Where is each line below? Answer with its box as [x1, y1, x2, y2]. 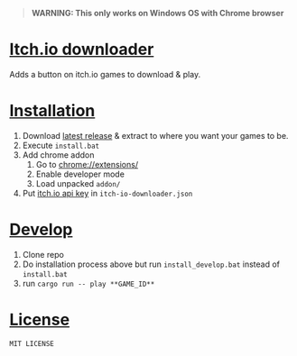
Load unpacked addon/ [35, 178, 121, 188]
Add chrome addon [22, 149, 95, 160]
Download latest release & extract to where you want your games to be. [22, 130, 289, 141]
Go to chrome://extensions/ [35, 159, 138, 169]
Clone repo [22, 249, 65, 260]
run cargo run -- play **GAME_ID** [22, 278, 155, 288]
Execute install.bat [22, 140, 100, 151]
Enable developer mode [35, 169, 125, 179]
